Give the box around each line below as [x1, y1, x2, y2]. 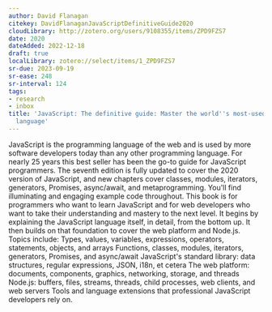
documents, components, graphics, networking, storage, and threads [8, 268, 240, 278]
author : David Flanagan [8, 11, 89, 20]
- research [8, 95, 45, 103]
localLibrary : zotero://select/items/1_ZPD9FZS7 [8, 58, 176, 66]
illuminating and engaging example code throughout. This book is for [8, 191, 238, 201]
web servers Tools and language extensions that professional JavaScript [8, 285, 251, 296]
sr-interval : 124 [8, 79, 67, 88]
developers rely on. [8, 294, 73, 304]
